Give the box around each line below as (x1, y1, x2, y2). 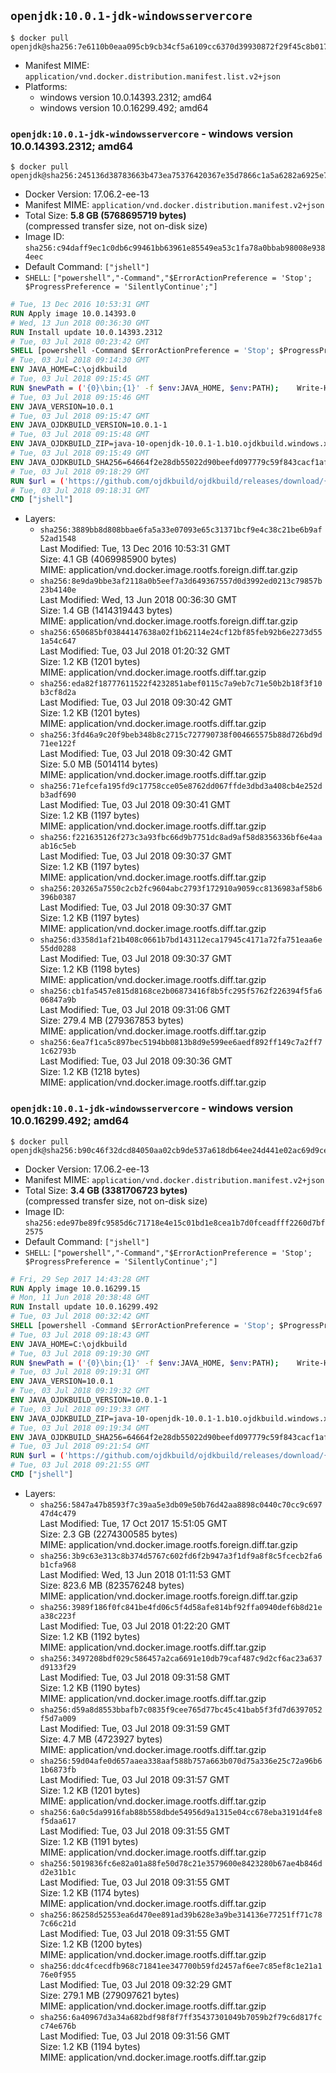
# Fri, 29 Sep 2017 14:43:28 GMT (10, 1274, 150, 1284)
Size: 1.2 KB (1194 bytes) (39, 2040, 141, 2052)
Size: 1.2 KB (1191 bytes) (39, 1835, 139, 1847)
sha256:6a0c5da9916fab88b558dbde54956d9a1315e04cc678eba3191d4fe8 (39, 1807, 323, 1817)
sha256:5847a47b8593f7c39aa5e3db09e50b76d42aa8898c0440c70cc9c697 (39, 1500, 323, 1510)
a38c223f (39, 1611, 77, 1621)
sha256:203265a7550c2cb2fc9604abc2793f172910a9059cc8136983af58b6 (39, 884, 323, 894)
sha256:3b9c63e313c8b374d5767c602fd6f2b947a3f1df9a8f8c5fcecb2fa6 (39, 1551, 323, 1561)
